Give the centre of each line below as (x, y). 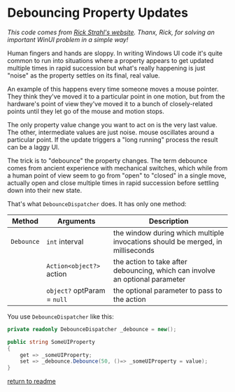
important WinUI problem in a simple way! (68, 39)
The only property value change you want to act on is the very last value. (113, 124)
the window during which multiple (169, 233)
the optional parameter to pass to (168, 290)
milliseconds (134, 250)
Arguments (76, 221)
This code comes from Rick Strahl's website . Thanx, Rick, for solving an (111, 32)
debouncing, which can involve (164, 270)
